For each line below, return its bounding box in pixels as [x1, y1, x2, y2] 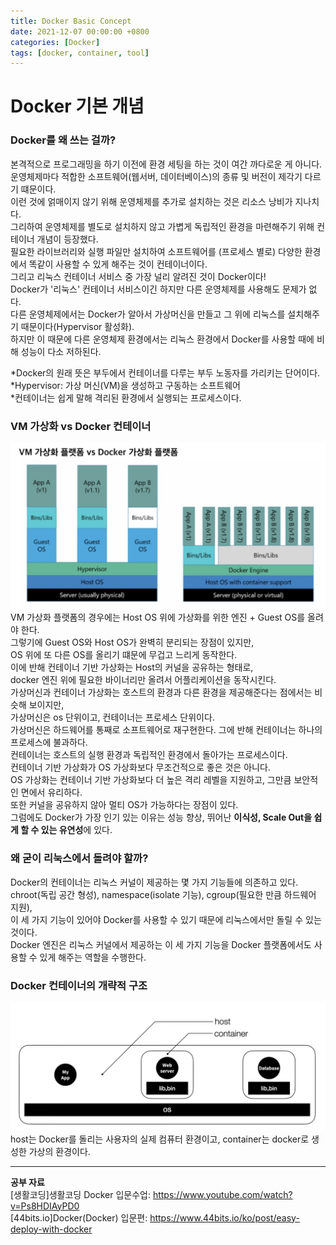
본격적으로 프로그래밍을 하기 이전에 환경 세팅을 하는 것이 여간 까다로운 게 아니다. [10, 158, 323, 170]
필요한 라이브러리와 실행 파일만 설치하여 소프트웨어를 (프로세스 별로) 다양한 [10, 245, 303, 257]
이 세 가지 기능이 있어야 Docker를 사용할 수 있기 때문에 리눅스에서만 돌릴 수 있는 [10, 913, 322, 925]
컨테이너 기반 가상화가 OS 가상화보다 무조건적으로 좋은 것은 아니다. [10, 761, 271, 774]
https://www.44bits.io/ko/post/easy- [149, 1211, 300, 1224]
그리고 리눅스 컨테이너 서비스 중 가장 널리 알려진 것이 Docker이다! [10, 270, 267, 282]
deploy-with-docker [10, 1223, 93, 1235]
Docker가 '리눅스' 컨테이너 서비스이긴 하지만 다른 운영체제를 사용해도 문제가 [10, 283, 307, 295]
